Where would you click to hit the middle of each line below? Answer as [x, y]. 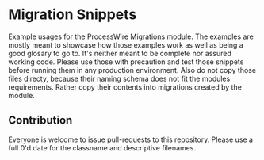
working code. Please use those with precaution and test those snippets [126, 62]
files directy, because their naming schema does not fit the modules [119, 78]
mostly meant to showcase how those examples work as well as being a [126, 44]
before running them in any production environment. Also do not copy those [132, 70]
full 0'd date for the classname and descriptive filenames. [102, 147]
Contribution [40, 120]
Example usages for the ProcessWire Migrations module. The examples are [131, 36]
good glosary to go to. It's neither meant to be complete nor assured [120, 53]
